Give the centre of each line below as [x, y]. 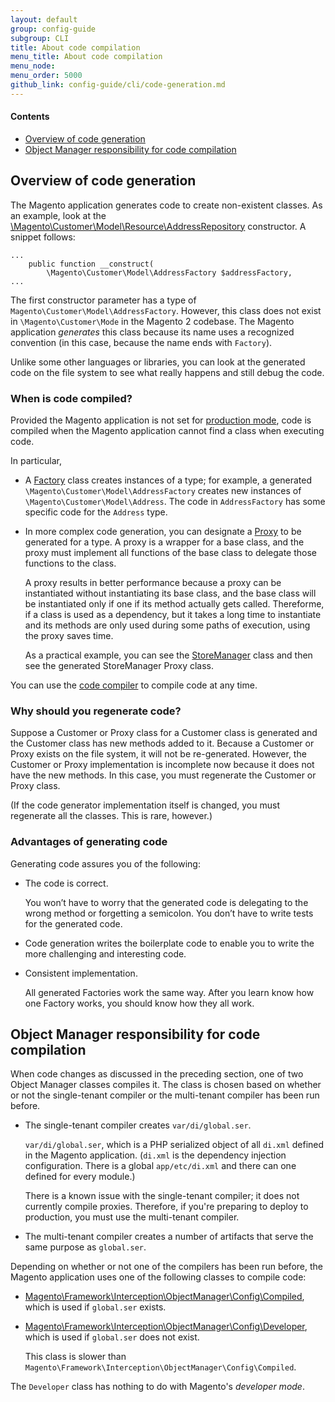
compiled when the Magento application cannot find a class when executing [167, 431]
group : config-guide [53, 29]
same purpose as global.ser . [85, 1247]
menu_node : [33, 66]
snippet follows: [43, 237]
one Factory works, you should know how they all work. [139, 1003]
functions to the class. [70, 563]
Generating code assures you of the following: [105, 863]
